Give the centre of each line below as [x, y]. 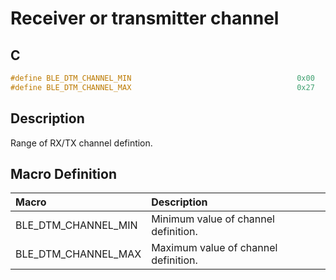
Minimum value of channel [213, 219]
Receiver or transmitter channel [145, 18]
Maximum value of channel [214, 248]
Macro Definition [63, 173]
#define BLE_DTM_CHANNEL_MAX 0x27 [162, 87]
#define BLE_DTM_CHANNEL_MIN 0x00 [162, 78]
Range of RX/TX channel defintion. [81, 143]
